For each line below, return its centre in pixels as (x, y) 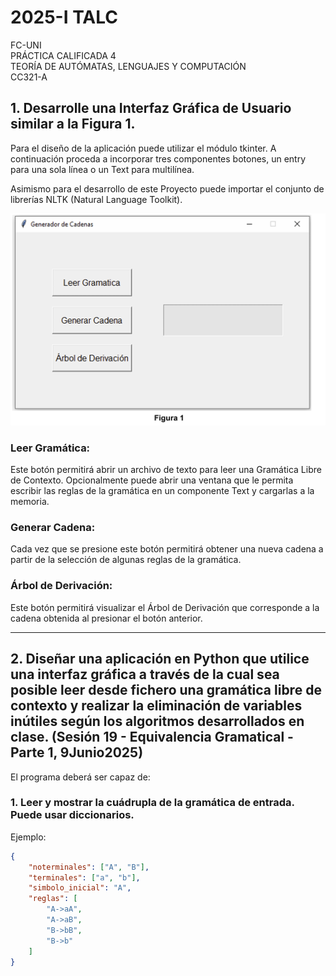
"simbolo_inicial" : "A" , (80, 888)
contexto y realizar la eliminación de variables (156, 706)
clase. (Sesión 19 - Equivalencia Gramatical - (152, 737)
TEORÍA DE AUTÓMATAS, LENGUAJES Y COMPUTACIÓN (128, 66)
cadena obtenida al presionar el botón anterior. (106, 618)
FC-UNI (26, 45)
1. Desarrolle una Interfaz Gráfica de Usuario (151, 108)
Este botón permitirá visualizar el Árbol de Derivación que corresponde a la (165, 607)
